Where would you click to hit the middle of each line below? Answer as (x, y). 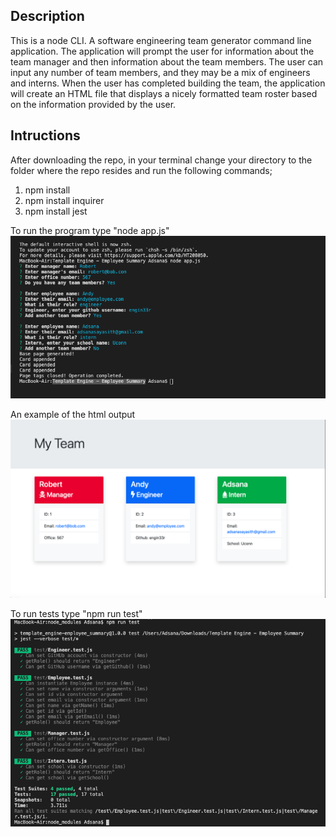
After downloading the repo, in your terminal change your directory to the (161, 160)
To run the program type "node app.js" (90, 230)
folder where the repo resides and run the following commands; (141, 170)
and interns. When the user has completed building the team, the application (168, 83)
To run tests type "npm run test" (76, 613)
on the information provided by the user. (93, 104)
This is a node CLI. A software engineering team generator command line (161, 40)
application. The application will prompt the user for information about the (162, 51)
